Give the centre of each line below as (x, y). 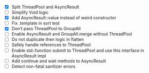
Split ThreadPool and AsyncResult (45, 7)
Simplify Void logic (30, 12)
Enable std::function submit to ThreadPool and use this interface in (78, 50)
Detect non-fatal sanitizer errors (43, 66)
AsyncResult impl (29, 56)
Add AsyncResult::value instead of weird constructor (64, 18)
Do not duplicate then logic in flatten (47, 39)
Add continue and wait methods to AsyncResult (59, 61)
